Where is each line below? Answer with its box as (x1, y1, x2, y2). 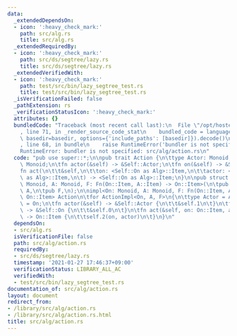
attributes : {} (13, 115, 59, 122)
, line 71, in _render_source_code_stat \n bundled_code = (20, 128, 203, 135)
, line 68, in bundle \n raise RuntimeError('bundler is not (20, 142, 210, 149)
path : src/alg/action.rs (13, 239, 87, 247)
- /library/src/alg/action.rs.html (7, 311, 112, 319)
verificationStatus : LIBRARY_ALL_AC (13, 266, 121, 273)
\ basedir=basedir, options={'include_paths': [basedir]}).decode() (20, 135, 226, 142)
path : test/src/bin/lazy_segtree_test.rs (20, 82, 143, 89)
